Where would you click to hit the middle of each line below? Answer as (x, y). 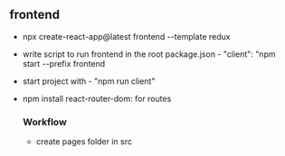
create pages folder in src (84, 142)
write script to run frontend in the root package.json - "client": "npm (149, 54)
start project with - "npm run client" (89, 81)
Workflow (45, 122)
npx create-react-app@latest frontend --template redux (126, 36)
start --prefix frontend (64, 63)
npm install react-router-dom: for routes (97, 98)
